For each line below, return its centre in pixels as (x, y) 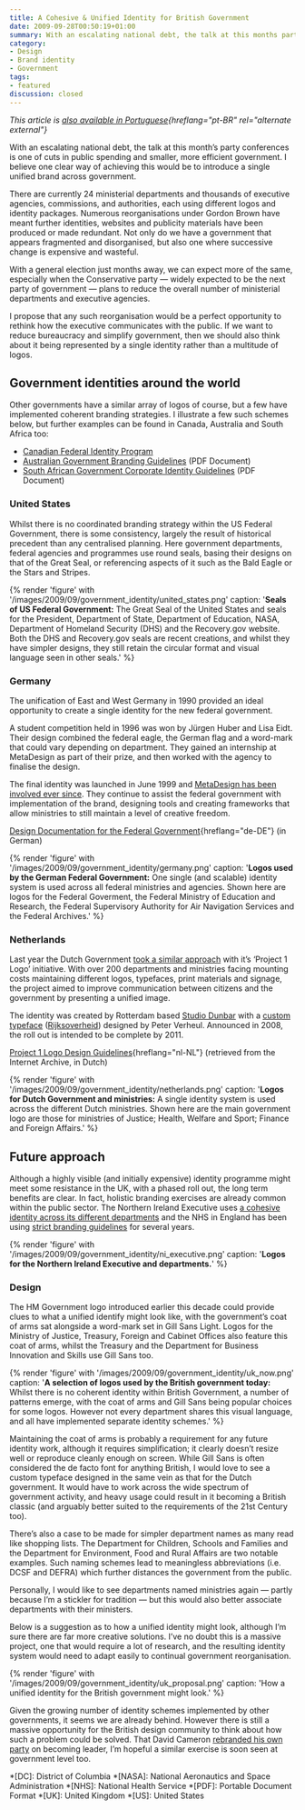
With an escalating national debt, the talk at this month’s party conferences (149, 147)
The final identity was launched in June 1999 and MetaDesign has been (143, 784)
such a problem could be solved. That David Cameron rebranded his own (146, 1740)
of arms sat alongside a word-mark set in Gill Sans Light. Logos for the (142, 1326)
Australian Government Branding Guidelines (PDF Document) (137, 461)
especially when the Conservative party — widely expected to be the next (148, 279)
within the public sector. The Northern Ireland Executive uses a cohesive (145, 1208)
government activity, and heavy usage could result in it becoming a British (148, 1497)
